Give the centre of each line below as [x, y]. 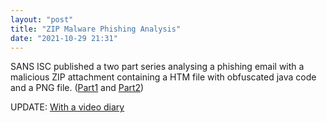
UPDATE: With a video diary [67, 107]
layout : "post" [42, 19]
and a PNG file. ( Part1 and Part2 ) [77, 88]
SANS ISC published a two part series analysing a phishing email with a [157, 67]
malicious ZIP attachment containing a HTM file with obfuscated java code [163, 77]
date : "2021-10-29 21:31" [64, 38]
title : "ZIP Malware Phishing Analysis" [96, 29]
